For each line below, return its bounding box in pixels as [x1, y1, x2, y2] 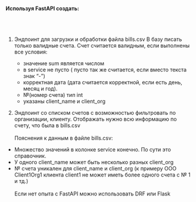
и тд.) [14, 178, 29, 185]
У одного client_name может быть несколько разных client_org [14, 159, 174, 166]
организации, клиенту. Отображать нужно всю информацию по [14, 116, 177, 123]
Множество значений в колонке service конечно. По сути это [14, 146, 171, 153]
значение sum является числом [23, 60, 105, 67]
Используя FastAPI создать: [5, 5, 80, 12]
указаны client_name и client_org [23, 98, 105, 105]
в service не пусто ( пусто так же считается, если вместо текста [23, 66, 187, 74]
